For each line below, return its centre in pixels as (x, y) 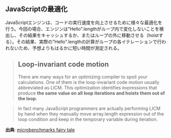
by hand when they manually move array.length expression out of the (91, 113)
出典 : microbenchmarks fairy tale (40, 130)
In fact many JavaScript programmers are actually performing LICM (89, 108)
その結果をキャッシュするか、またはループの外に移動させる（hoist (89, 35)
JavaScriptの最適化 (37, 9)
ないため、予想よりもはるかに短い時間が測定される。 (66, 48)
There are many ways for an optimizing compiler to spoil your (82, 77)
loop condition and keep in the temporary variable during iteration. (88, 119)
